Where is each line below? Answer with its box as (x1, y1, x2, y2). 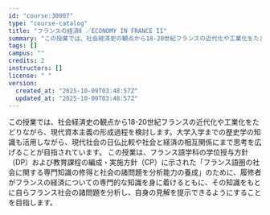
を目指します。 (8, 198, 58, 208)
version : (8, 79, 38, 87)
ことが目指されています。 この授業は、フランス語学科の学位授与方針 (22, 147, 249, 157)
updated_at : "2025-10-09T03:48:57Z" (15, 94, 138, 102)
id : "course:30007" (8, 11, 74, 20)
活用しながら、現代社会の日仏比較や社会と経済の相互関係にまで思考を (22, 138, 255, 147)
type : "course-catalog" (8, 19, 88, 27)
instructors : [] (8, 64, 63, 72)
